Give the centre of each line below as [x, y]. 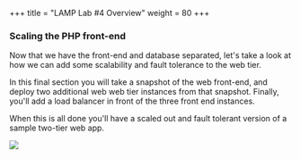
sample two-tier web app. [57, 128]
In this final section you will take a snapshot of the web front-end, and [138, 82]
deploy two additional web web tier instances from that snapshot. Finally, [145, 92]
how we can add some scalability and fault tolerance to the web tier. [136, 65]
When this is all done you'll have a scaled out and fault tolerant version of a [148, 119]
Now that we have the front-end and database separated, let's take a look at [150, 55]
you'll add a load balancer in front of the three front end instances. [132, 101]
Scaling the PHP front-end [67, 36]
